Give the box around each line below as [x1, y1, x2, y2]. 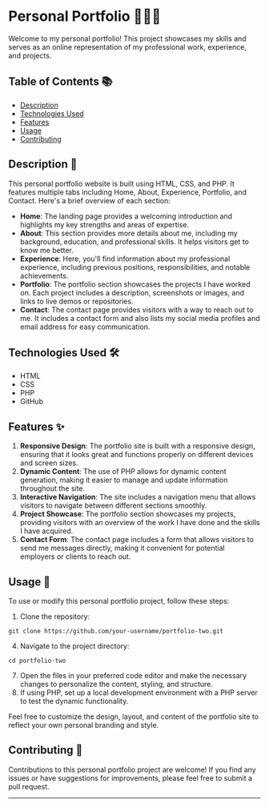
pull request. [8, 781, 50, 791]
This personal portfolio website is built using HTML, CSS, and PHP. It [8, 179, 235, 188]
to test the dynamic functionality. [19, 697, 129, 705]
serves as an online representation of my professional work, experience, [8, 42, 247, 51]
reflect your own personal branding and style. [8, 721, 159, 729]
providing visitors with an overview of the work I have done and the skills [19, 518, 260, 528]
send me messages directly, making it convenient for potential [19, 544, 226, 553]
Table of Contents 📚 [8, 75, 114, 89]
